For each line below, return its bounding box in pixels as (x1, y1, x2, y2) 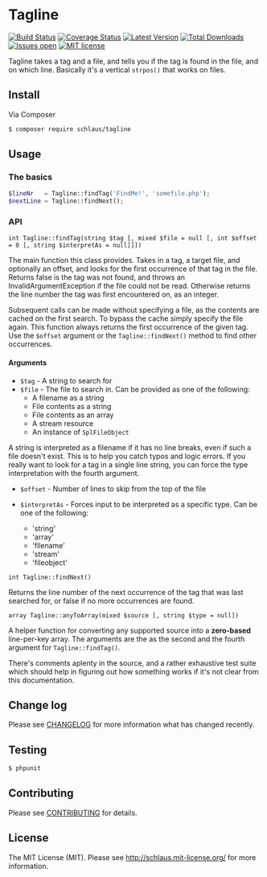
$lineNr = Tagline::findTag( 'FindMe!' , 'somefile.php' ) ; (8, 190, 211, 198)
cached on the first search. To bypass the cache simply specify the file (8, 314, 244, 323)
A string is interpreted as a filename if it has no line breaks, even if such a (8, 442, 252, 452)
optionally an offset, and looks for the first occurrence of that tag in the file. (8, 264, 258, 274)
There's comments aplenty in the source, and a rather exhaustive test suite (8, 658, 257, 668)
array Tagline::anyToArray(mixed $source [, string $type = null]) (8, 611, 240, 620)
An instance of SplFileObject (31, 427, 129, 436)
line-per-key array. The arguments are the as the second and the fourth (8, 633, 245, 644)
